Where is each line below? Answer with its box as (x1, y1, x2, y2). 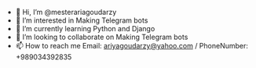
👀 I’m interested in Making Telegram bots (15, 16, 148, 25)
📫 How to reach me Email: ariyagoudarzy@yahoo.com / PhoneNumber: (15, 41, 249, 50)
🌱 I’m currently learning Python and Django (15, 24, 155, 33)
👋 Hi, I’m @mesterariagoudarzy (15, 8, 117, 16)
